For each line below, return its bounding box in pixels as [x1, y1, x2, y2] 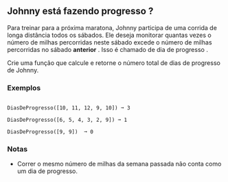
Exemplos [7, 83, 41, 92]
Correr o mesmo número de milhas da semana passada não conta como [16, 160, 222, 168]
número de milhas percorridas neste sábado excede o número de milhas [7, 38, 212, 47]
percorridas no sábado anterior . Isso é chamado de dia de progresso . [7, 45, 208, 53]
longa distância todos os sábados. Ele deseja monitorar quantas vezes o [7, 31, 212, 39]
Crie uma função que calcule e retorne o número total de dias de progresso [7, 58, 221, 67]
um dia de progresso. [16, 167, 78, 175]
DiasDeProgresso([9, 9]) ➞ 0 [7, 129, 94, 135]
